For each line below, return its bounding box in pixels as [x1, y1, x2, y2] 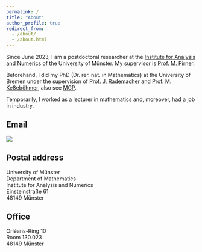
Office [6, 212, 30, 222]
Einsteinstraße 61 [6, 188, 49, 195]
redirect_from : [6, 25, 45, 32]
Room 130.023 [6, 234, 42, 241]
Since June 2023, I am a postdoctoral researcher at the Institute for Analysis [6, 54, 196, 60]
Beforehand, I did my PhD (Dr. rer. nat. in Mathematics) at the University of [6, 72, 191, 78]
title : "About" [6, 14, 45, 20]
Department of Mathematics [6, 175, 77, 182]
